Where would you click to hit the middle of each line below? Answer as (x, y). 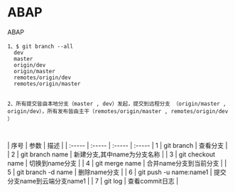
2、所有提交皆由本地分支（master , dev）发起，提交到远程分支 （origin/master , (117, 104)
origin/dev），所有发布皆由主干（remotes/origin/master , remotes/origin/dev (118, 111)
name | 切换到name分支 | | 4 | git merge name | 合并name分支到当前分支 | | (117, 163)
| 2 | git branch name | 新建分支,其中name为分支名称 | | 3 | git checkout (111, 154)
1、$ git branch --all (40, 46)
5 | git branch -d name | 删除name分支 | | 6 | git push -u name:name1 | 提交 (117, 172)
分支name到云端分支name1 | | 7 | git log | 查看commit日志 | (93, 181)
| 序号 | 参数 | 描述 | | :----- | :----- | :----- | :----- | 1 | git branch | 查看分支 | (117, 145)
